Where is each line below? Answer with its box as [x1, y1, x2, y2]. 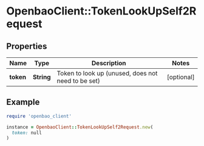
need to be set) [56, 77, 100, 85]
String [32, 73, 51, 81]
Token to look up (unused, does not [56, 69, 158, 77]
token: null [12, 130, 42, 136]
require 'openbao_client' [6, 113, 72, 119]
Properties [6, 41, 47, 51]
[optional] [166, 73, 195, 81]
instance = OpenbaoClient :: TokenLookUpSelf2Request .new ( [6, 124, 154, 130]
